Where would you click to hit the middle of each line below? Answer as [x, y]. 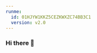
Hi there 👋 [20, 43]
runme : [14, 11]
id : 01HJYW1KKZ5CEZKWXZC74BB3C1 [51, 17]
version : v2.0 [28, 22]
